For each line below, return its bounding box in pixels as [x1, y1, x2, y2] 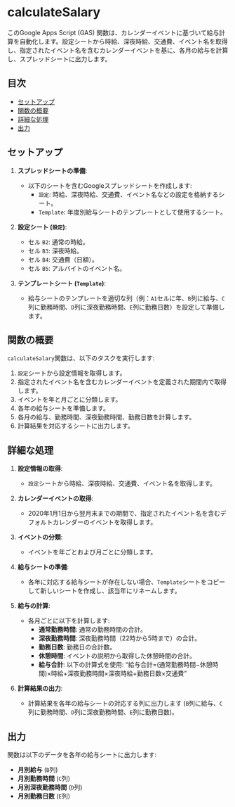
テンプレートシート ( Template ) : [17, 279, 107, 287]
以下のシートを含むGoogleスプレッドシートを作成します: [27, 181, 192, 190]
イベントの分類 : [17, 533, 63, 542]
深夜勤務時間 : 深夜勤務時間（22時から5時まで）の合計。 [38, 634, 201, 642]
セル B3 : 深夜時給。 [27, 246, 83, 255]
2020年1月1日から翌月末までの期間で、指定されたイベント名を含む [27, 509, 221, 518]
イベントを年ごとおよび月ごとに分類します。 [27, 548, 157, 557]
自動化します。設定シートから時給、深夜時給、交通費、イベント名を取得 [19, 37, 228, 46]
